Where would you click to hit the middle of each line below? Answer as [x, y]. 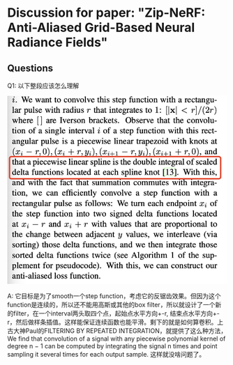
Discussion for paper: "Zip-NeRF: [106, 13]
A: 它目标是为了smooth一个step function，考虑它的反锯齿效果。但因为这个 [114, 296]
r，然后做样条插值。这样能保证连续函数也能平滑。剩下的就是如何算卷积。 [112, 322]
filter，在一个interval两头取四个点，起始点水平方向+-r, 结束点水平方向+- [116, 313]
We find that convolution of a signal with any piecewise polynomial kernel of [116, 339]
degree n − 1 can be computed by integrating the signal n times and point [112, 345]
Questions [30, 68]
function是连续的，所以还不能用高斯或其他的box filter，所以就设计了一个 [111, 304]
